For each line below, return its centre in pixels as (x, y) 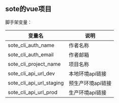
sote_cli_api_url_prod (33, 92)
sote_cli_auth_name (31, 45)
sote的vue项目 (28, 9)
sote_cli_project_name (34, 64)
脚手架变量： (18, 22)
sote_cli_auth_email (31, 54)
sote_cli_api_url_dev (31, 73)
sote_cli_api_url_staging (36, 83)
